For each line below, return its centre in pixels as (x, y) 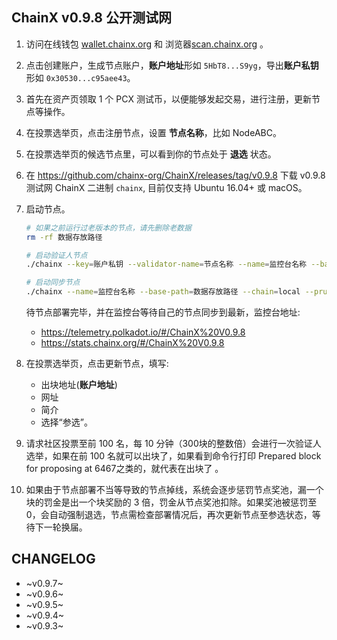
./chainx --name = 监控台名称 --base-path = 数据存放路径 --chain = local (163, 292)
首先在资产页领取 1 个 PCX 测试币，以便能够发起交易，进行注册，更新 (168, 99)
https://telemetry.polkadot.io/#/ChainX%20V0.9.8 (143, 332)
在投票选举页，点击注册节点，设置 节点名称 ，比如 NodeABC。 (153, 132)
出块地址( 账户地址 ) (79, 385)
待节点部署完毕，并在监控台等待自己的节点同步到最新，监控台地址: (163, 312)
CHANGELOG (53, 559)
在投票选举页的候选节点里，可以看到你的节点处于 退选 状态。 (151, 154)
